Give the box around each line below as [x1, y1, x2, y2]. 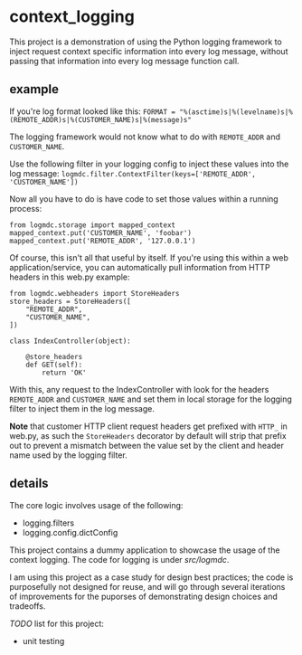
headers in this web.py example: [9, 271, 130, 282]
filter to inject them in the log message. [9, 403, 156, 413]
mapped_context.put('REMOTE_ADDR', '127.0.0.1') [9, 236, 196, 245]
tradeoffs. [9, 600, 46, 612]
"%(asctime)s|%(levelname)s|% [179, 107, 294, 117]
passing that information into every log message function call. [9, 55, 240, 66]
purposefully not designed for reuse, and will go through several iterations [9, 581, 286, 592]
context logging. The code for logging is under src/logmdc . [9, 554, 230, 565]
